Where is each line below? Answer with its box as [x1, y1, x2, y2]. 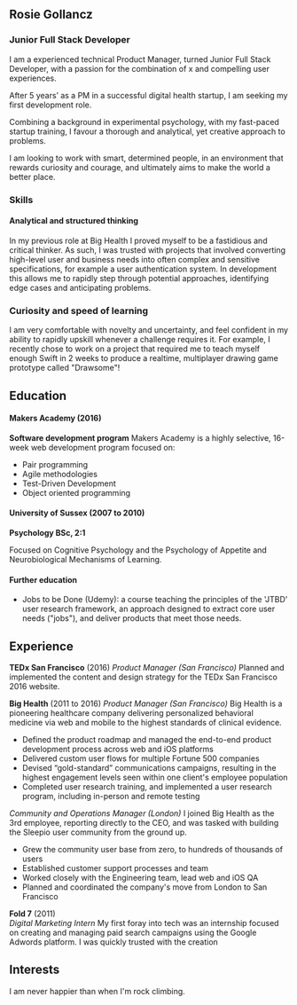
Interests [9, 962, 60, 978]
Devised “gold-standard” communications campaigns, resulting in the [21, 762, 277, 773]
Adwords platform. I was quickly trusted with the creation [9, 936, 219, 947]
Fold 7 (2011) [9, 908, 56, 919]
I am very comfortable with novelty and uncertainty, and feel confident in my [9, 325, 289, 335]
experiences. [9, 73, 58, 83]
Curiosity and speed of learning [9, 304, 149, 317]
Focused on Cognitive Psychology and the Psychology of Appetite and [9, 545, 268, 555]
